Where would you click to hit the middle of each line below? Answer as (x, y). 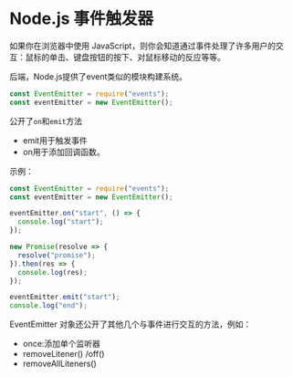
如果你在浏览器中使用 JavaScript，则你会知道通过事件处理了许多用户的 (143, 46)
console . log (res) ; (53, 272)
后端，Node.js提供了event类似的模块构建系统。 (98, 76)
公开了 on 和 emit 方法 (46, 120)
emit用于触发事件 (55, 140)
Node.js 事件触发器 (82, 19)
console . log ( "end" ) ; (49, 306)
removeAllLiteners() (60, 364)
